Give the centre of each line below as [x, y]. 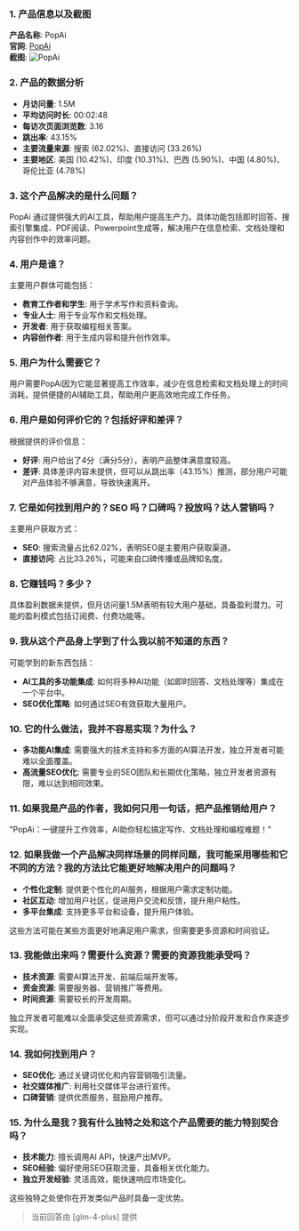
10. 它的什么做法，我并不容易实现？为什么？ [103, 728]
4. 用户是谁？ [38, 264]
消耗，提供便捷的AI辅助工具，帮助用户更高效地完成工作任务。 [122, 395]
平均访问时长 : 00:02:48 [65, 115]
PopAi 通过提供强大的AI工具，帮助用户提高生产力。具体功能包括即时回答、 [145, 216]
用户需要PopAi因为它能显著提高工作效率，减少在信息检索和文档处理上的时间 [149, 383]
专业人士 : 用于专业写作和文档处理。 [87, 315]
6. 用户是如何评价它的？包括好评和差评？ [97, 420]
